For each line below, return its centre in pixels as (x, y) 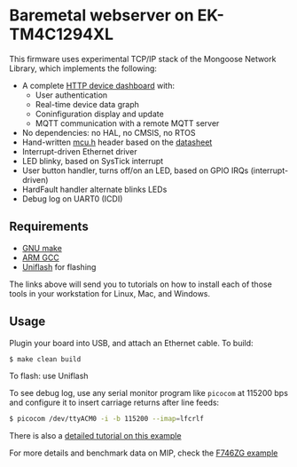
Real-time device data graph (87, 104)
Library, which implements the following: (83, 68)
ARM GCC (40, 257)
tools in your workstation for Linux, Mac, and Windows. (110, 293)
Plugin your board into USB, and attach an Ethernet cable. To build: (132, 343)
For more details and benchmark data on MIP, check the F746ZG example (144, 453)
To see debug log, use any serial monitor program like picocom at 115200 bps (148, 393)
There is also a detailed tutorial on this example (95, 436)
